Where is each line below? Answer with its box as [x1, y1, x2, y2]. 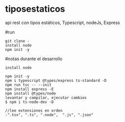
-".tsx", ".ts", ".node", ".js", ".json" [5, 112, 94, 117]
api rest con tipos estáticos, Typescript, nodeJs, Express [5, 20, 120, 25]
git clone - [5, 38, 30, 44]
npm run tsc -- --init [5, 82, 52, 87]
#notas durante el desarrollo [5, 55, 62, 62]
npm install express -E [5, 87, 54, 92]
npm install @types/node [5, 91, 56, 96]
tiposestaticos [5, 3, 65, 15]
